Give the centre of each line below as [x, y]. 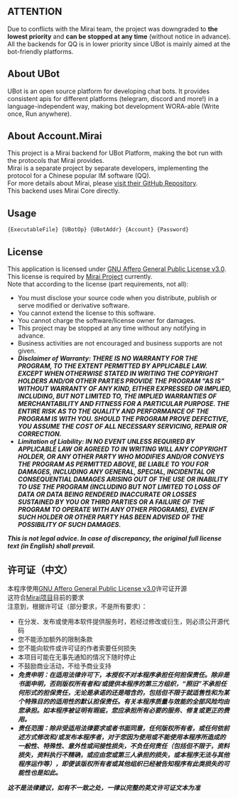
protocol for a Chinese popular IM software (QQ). [79, 176]
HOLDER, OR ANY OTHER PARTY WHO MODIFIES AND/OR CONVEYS [121, 456]
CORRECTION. [39, 434]
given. [27, 351]
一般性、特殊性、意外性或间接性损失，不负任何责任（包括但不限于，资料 [123, 745]
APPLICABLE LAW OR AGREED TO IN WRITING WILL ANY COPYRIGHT [122, 449]
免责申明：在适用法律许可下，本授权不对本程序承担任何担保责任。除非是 [123, 674]
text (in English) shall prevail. [52, 546]
